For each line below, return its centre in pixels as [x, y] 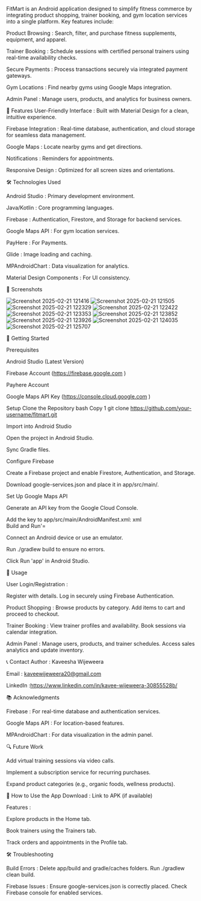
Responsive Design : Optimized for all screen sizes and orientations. [91, 170]
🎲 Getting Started [28, 338]
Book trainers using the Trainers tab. [51, 831]
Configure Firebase [30, 461]
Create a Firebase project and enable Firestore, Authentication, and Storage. [101, 473]
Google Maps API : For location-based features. [65, 723]
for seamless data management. [46, 135]
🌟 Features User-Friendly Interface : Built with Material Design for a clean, [98, 110]
